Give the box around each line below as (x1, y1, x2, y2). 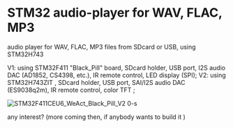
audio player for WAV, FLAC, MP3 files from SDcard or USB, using (7, 42, 197, 51)
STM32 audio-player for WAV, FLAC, (7, 5, 223, 21)
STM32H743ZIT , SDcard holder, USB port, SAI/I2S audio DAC (7, 78, 186, 86)
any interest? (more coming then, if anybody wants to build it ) (7, 113, 186, 121)
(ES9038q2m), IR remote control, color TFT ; (7, 86, 135, 94)
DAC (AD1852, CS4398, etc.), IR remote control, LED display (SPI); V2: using (7, 71, 227, 79)
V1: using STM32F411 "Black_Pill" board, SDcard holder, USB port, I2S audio (7, 63, 225, 72)
